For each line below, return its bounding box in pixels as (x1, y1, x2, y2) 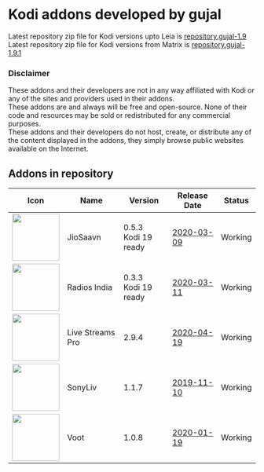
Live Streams (67, 327, 115, 338)
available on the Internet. (8, 144, 89, 154)
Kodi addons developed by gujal (8, 5, 222, 24)
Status (223, 195, 249, 206)
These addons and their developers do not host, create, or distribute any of (8, 127, 252, 137)
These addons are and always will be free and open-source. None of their (8, 102, 247, 112)
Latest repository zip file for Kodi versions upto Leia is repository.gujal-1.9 (8, 31, 247, 41)
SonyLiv (67, 382, 97, 393)
